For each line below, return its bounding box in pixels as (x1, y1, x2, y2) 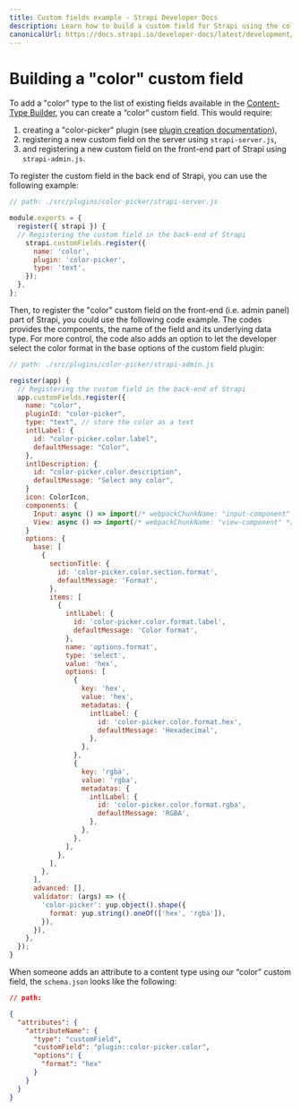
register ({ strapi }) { (17, 222, 106, 231)
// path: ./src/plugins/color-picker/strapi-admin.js (9, 360, 215, 369)
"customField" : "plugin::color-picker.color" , (32, 1043, 211, 1052)
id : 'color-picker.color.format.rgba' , (97, 800, 246, 810)
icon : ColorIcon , (25, 493, 90, 502)
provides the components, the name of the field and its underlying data (9, 323, 271, 334)
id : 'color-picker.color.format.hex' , (97, 717, 243, 726)
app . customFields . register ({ (17, 393, 126, 402)
